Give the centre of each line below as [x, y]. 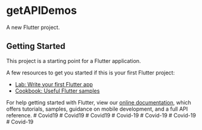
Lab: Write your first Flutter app [54, 84]
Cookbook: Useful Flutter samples [57, 91]
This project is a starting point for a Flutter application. [74, 60]
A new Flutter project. [33, 27]
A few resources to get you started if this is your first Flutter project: [90, 73]
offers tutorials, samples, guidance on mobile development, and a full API [97, 109]
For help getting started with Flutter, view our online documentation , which [99, 102]
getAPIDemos [42, 11]
